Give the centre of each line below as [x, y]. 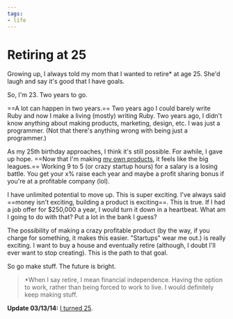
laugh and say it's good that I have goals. [66, 82]
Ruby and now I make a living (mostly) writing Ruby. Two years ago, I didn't [115, 116]
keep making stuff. [51, 295]
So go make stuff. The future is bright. [62, 267]
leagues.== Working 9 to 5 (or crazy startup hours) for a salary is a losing [112, 166]
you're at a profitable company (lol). [58, 181]
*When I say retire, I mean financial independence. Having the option [123, 280]
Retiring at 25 [47, 55]
